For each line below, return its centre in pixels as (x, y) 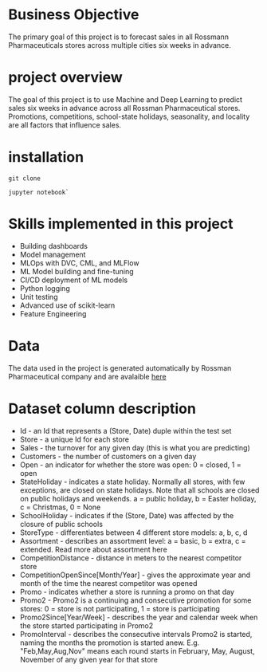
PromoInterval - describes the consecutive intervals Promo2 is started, (136, 634)
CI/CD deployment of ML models (74, 280)
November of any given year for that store (88, 659)
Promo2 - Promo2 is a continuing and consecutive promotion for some (135, 600)
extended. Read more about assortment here (93, 549)
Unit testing (39, 297)
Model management (53, 254)
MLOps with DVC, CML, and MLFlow (79, 263)
